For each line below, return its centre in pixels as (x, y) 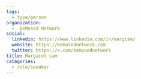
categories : (21, 61)
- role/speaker (31, 67)
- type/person (29, 17)
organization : (24, 23)
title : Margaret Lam (32, 56)
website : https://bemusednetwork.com (59, 45)
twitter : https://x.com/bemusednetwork (61, 50)
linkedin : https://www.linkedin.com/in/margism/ (73, 39)
